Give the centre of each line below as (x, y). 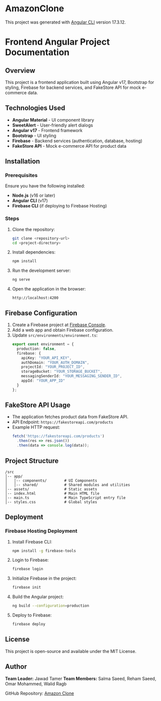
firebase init (26, 587)
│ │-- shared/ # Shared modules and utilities (68, 485)
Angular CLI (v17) (30, 201)
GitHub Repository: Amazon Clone (40, 693)
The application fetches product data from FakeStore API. (70, 417)
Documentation (37, 52)
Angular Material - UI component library (53, 120)
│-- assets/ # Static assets (51, 489)
